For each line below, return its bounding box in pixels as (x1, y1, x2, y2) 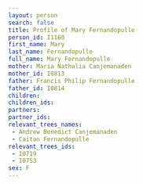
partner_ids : (8, 114, 51, 121)
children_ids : (8, 99, 55, 106)
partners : (8, 106, 41, 114)
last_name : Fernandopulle (8, 48, 93, 56)
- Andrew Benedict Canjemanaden (11, 128, 118, 135)
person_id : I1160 (8, 33, 65, 41)
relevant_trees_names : (8, 121, 82, 128)
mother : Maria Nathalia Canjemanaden (8, 63, 132, 70)
